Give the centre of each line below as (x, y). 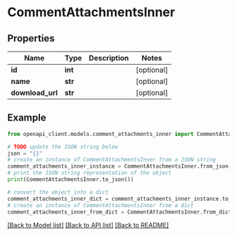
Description (109, 58)
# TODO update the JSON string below (63, 147)
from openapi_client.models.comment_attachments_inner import (101, 134)
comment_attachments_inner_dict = (58, 199)
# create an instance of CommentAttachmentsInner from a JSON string (112, 160)
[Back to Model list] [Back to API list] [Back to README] (88, 225)
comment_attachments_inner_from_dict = (66, 212)
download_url (34, 93)
